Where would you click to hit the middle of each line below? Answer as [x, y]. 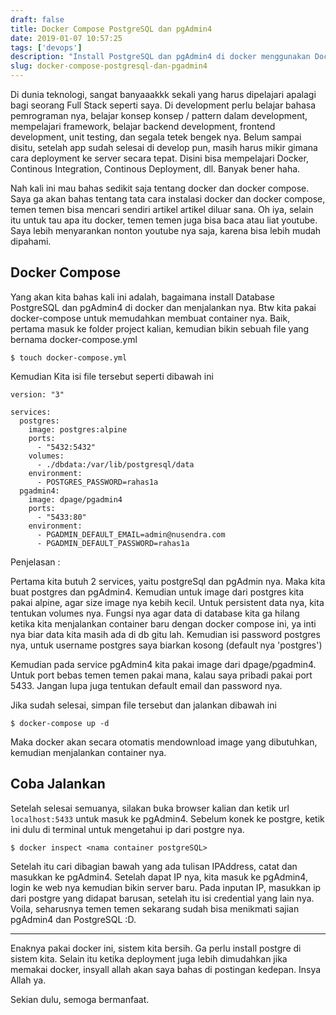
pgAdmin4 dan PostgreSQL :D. [73, 919]
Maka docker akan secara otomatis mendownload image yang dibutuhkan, [164, 742]
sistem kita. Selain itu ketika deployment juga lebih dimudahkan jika [149, 958]
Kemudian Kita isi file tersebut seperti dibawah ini [112, 376]
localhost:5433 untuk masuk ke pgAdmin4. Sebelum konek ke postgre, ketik [167, 818]
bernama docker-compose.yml [74, 339]
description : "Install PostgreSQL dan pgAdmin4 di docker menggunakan [160, 57]
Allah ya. [28, 980]
